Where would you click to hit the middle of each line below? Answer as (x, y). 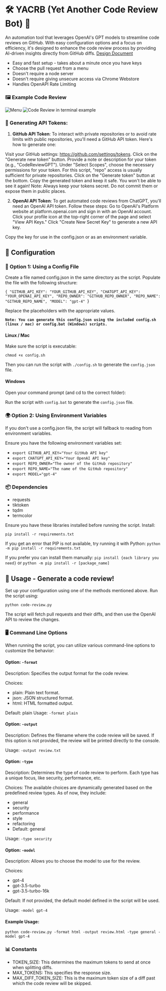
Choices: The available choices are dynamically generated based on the (79, 787)
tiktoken (21, 505)
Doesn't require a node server (43, 73)
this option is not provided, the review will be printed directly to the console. (83, 741)
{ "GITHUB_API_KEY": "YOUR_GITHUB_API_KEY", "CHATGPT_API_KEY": (73, 292)
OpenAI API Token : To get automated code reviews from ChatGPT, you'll (87, 201)
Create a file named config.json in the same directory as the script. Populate (83, 277)
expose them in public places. (36, 191)
